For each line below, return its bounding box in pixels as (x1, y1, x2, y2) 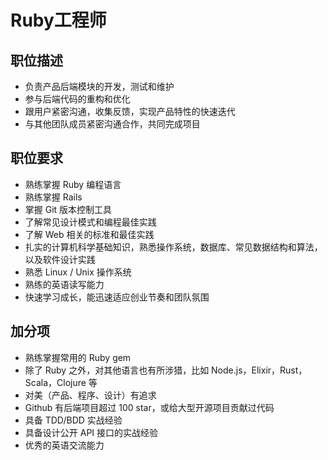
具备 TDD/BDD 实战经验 (24, 414, 123, 426)
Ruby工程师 (10, 9, 107, 32)
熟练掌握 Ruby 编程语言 (24, 178, 122, 190)
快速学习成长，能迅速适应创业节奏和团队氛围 (24, 291, 210, 303)
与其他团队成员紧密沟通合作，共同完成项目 (24, 118, 201, 130)
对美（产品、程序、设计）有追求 (24, 389, 157, 401)
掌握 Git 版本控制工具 (24, 203, 113, 215)
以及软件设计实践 (24, 253, 96, 265)
